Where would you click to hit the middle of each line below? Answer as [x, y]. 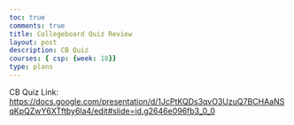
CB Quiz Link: [34, 92]
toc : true [27, 17]
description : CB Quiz [49, 51]
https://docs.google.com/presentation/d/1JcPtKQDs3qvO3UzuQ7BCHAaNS [147, 101]
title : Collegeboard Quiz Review [71, 34]
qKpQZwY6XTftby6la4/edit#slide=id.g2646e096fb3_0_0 [112, 111]
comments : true [37, 26]
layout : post [33, 42]
